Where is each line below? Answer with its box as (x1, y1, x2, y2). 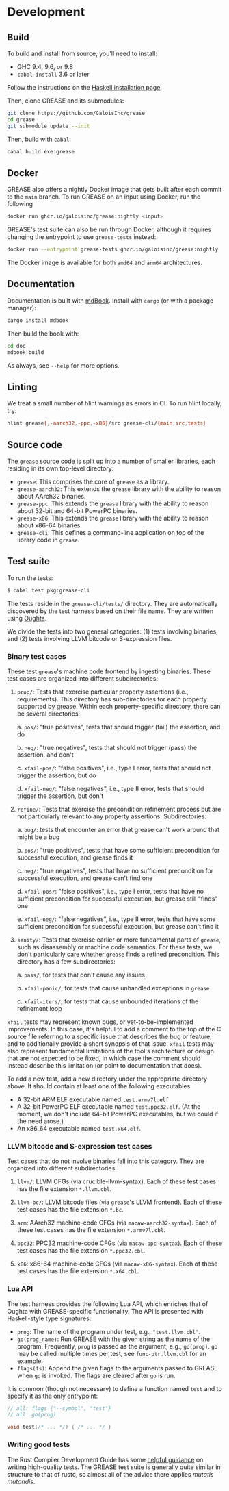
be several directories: (16, 710, 81, 718)
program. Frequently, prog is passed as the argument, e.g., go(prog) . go (16, 1342, 218, 1350)
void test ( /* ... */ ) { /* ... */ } (7, 1424, 111, 1431)
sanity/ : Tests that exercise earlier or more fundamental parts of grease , (16, 936, 221, 944)
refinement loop (16, 1004, 62, 1012)
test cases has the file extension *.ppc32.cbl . (16, 1246, 146, 1255)
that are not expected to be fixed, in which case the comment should (7, 1054, 201, 1062)
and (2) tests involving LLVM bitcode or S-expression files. (7, 634, 172, 642)
